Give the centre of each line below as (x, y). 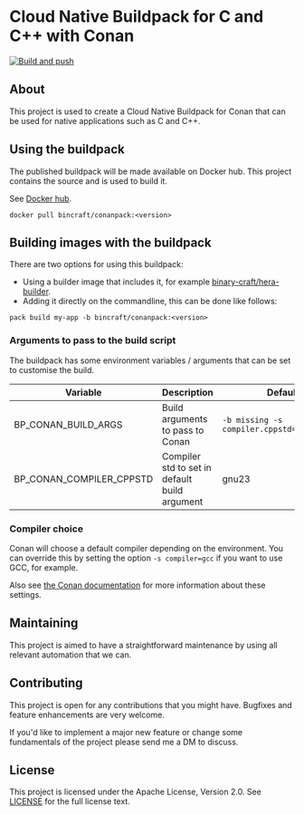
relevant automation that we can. (71, 655)
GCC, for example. (44, 567)
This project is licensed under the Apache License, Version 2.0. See (136, 792)
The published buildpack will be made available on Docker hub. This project (151, 171)
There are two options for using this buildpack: (96, 264)
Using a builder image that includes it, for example (116, 282)
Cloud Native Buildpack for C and (137, 17)
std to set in (187, 467)
